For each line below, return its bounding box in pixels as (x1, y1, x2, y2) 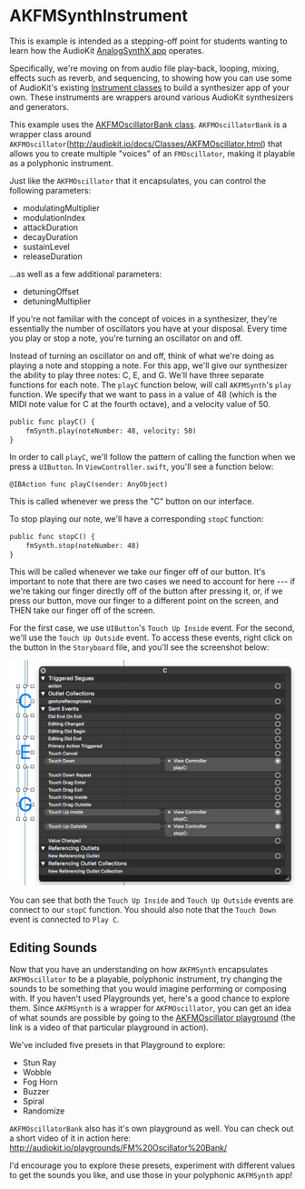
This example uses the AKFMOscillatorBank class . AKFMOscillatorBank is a (9, 119, 288, 130)
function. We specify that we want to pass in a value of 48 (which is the (9, 388, 277, 400)
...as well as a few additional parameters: (9, 268, 162, 279)
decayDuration (22, 231, 79, 242)
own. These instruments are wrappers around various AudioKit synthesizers (9, 92, 294, 103)
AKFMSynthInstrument (9, 5, 188, 26)
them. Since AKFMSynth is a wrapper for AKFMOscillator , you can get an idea (9, 1003, 292, 1014)
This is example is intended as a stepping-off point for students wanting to (9, 35, 288, 46)
